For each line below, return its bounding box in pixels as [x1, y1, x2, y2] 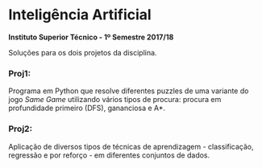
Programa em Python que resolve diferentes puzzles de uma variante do [8, 86, 249, 96]
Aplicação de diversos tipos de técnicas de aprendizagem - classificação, [8, 141, 254, 151]
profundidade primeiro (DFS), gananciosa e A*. [8, 103, 166, 113]
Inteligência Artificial [8, 6, 152, 24]
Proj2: [8, 123, 33, 134]
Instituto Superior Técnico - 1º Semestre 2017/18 [8, 32, 174, 42]
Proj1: [8, 68, 31, 79]
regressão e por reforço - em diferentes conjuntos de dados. [8, 150, 210, 160]
